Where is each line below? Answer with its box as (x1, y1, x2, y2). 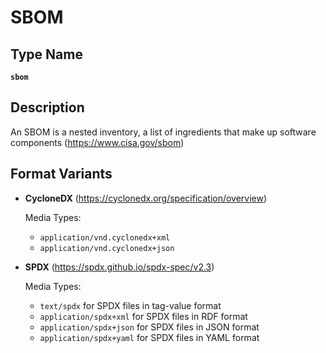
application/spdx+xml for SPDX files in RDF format (39, 310, 248, 322)
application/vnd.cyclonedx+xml (39, 232, 171, 243)
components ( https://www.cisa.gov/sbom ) (10, 136, 185, 148)
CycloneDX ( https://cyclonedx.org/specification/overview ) (24, 192, 268, 204)
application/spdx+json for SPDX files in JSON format (39, 321, 260, 333)
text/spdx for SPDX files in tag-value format (39, 299, 222, 311)
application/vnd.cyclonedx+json (39, 243, 175, 253)
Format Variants (10, 166, 113, 183)
